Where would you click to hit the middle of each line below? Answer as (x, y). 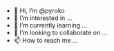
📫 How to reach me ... (46, 40)
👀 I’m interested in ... (43, 18)
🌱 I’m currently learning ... (50, 25)
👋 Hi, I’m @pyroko (39, 11)
